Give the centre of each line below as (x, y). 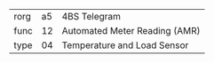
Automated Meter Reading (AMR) (131, 31)
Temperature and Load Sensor (125, 45)
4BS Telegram (91, 16)
